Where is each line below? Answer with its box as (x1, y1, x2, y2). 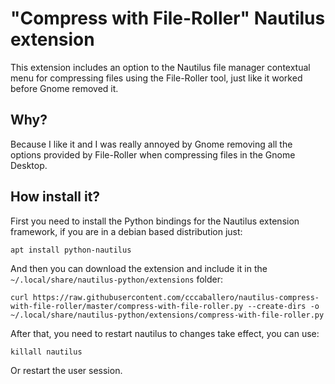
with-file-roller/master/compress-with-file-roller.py (10, 301, 244, 311)
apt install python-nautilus (10, 245, 132, 255)
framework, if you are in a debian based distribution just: (10, 225, 243, 237)
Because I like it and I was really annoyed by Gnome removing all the (10, 138, 293, 150)
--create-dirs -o (247, 301, 320, 311)
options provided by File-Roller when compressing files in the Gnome (10, 148, 296, 161)
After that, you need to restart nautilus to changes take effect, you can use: (10, 327, 320, 339)
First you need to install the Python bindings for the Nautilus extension (10, 215, 300, 227)
